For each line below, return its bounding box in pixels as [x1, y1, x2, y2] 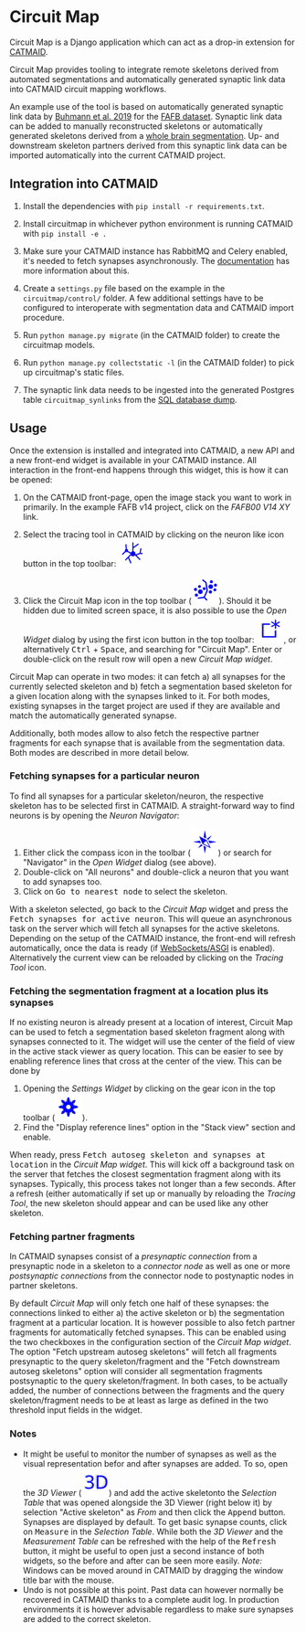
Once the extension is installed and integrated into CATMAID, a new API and [9, 445, 295, 456]
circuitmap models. [22, 339, 96, 350]
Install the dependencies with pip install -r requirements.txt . [22, 200, 265, 211]
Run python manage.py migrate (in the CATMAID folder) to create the [22, 329, 280, 340]
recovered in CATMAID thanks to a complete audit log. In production [22, 1594, 280, 1605]
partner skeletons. [9, 1280, 79, 1291]
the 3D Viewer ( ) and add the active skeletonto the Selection [22, 1487, 277, 1498]
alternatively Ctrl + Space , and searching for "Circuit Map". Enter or [22, 643, 283, 654]
